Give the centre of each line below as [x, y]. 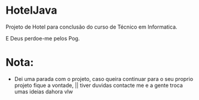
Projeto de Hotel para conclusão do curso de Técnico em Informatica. [91, 27]
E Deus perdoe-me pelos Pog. [43, 38]
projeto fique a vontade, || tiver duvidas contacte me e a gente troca [99, 85]
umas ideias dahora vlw [43, 91]
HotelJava [31, 10]
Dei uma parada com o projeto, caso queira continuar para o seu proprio [104, 79]
